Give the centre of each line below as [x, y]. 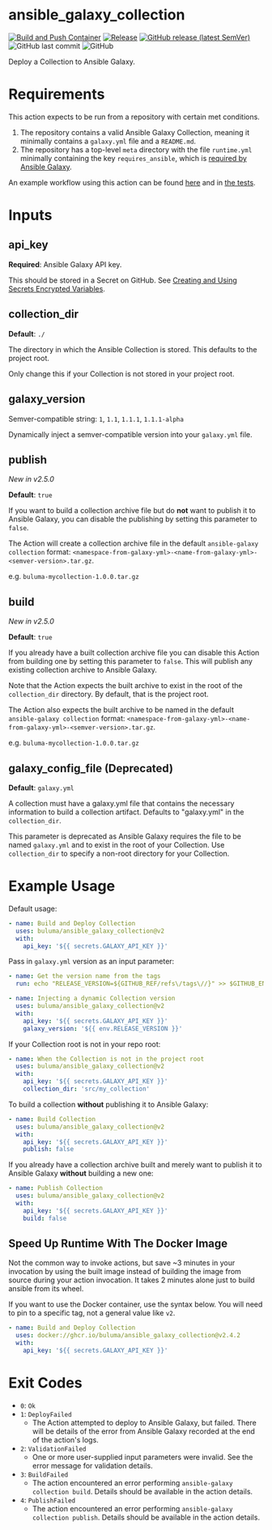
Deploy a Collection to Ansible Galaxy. [72, 62]
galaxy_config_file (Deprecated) [91, 768]
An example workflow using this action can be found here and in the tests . [132, 182]
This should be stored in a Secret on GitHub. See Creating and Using [123, 280]
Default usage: [33, 908]
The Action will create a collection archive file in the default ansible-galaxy [134, 543]
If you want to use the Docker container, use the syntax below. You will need [136, 1304]
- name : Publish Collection [56, 1188]
